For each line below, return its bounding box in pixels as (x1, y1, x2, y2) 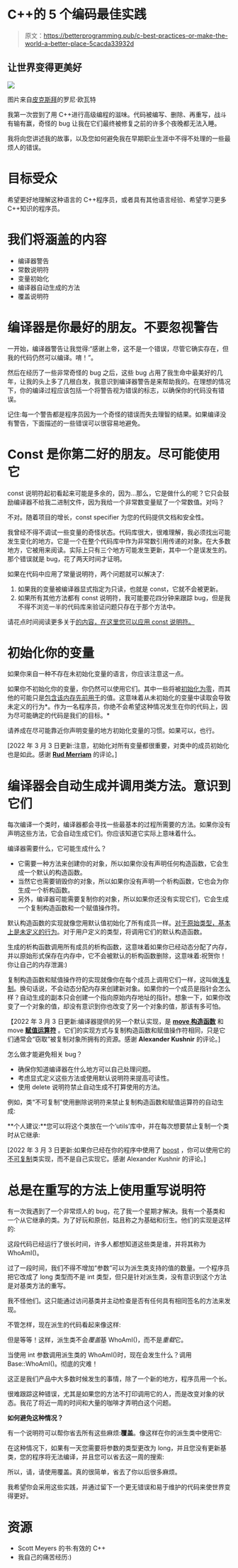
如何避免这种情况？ (7, 1413, 64, 1423)
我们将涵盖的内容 (7, 231, 108, 248)
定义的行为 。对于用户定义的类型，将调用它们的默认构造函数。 (25, 927, 206, 937)
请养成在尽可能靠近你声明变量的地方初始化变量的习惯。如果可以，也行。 (7, 727, 218, 735)
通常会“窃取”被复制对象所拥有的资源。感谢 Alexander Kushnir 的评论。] (13, 1035, 221, 1044)
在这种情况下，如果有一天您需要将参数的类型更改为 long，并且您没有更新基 (7, 1444, 227, 1452)
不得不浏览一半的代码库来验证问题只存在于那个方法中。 (17, 602, 179, 611)
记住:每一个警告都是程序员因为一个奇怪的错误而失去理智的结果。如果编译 (7, 409, 221, 419)
